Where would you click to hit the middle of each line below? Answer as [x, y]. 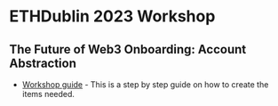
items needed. [48, 94]
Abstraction [43, 63]
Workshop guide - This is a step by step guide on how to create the [145, 85]
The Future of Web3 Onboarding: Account [128, 49]
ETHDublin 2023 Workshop [112, 16]
